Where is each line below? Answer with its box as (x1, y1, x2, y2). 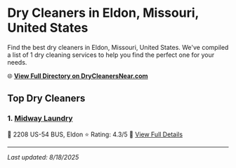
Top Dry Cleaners (7, 93, 86, 105)
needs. (7, 58, 27, 66)
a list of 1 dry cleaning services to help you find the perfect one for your (7, 51, 215, 59)
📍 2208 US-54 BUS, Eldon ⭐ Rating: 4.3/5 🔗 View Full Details (7, 130, 183, 138)
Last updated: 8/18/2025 (7, 153, 79, 161)
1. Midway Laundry (7, 114, 73, 124)
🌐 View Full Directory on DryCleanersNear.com (7, 72, 149, 80)
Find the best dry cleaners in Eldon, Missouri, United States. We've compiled (7, 43, 229, 51)
